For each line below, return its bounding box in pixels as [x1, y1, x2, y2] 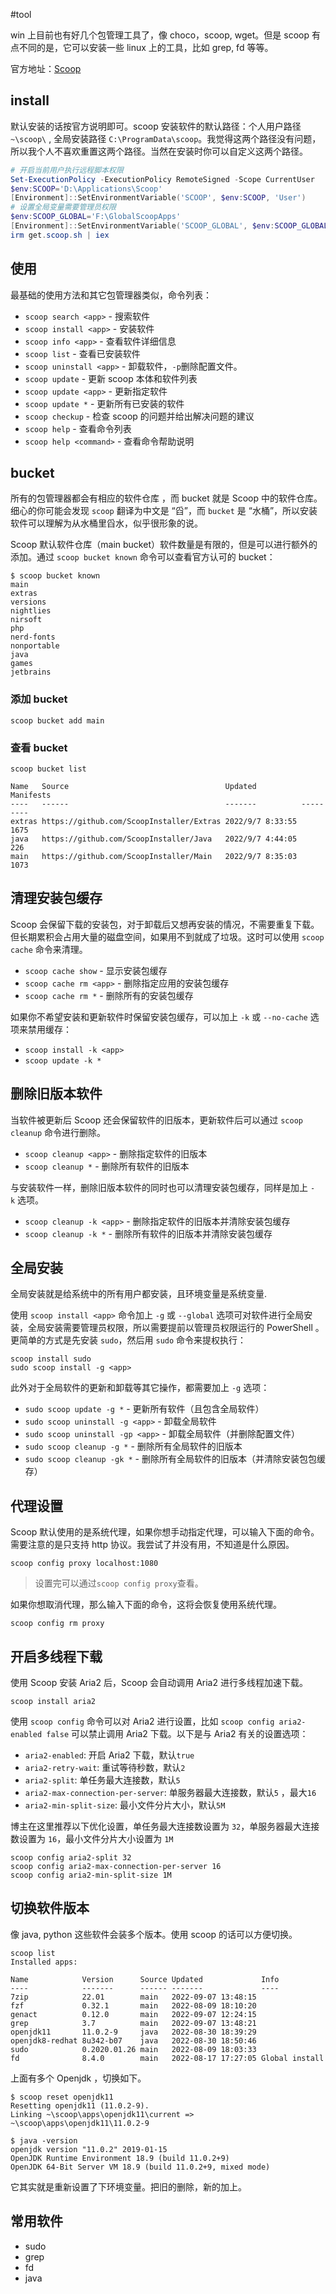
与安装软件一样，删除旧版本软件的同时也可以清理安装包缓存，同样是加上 [10, 1181, 308, 1193]
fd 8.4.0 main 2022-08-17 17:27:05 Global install [10, 2053, 325, 2063]
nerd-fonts [10, 632, 56, 643]
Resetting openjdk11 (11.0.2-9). [10, 2100, 150, 2111]
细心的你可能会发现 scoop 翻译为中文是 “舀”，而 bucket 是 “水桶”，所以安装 [10, 505, 318, 517]
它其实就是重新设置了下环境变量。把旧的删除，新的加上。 [10, 2180, 247, 2193]
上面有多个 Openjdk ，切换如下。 [10, 2072, 147, 2084]
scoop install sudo [10, 1354, 92, 1364]
